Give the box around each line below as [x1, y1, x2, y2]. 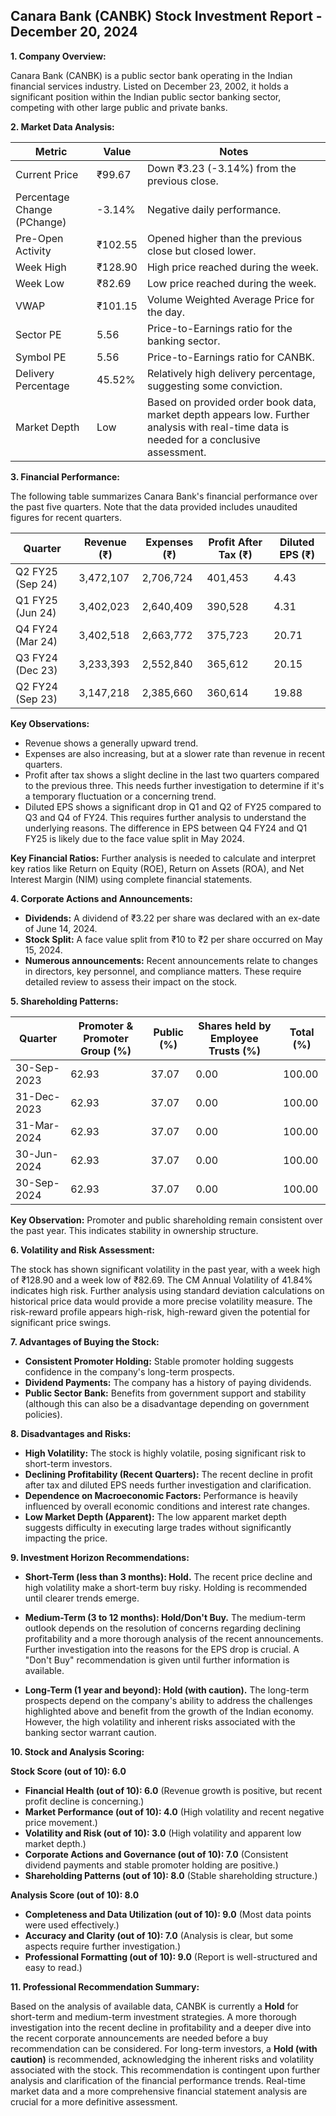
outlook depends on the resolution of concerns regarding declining [24, 1622, 302, 1634]
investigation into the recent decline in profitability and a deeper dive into [10, 2021, 312, 2033]
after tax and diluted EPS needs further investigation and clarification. [24, 1479, 312, 1491]
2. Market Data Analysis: [10, 120, 115, 133]
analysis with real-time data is [146, 420, 290, 434]
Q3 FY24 [15, 650, 58, 664]
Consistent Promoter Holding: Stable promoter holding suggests [24, 1355, 294, 1367]
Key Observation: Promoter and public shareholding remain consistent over [10, 1214, 323, 1226]
